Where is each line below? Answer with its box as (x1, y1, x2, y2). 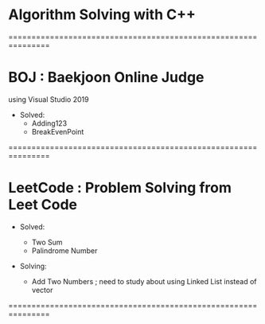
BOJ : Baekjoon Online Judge (8, 68, 205, 87)
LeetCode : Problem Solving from (8, 179, 232, 197)
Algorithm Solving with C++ (8, 6, 197, 24)
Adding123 (31, 118, 68, 128)
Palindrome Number (31, 245, 98, 256)
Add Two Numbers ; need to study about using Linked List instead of (31, 276, 257, 286)
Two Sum (31, 237, 63, 247)
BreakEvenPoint (31, 127, 84, 136)
